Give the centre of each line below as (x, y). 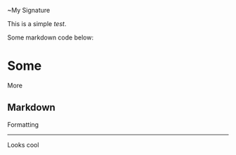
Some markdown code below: (50, 37)
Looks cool (23, 144)
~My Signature (29, 10)
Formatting (23, 124)
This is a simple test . (37, 24)
